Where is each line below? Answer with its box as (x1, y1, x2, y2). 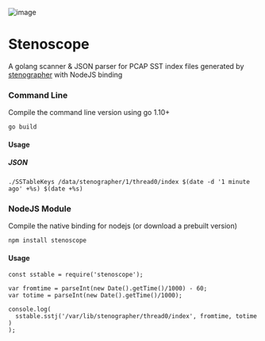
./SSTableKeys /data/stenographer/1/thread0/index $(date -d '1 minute (8, 178, 250, 186)
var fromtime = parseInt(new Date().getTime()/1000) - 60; (8, 285, 208, 293)
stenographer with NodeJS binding (8, 70, 123, 79)
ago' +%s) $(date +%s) (8, 185, 83, 193)
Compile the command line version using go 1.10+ (8, 108, 171, 117)
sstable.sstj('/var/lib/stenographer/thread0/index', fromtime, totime (15, 312, 258, 320)
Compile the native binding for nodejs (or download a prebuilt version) (8, 221, 238, 231)
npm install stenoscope (8, 236, 87, 245)
